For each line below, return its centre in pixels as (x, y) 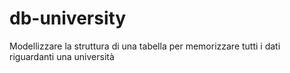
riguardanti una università (62, 56)
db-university (68, 18)
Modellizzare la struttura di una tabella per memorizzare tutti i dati (145, 46)
